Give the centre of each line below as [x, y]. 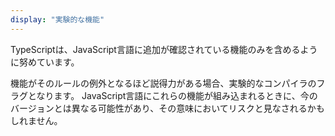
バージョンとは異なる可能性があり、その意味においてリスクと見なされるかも [167, 108]
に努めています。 [45, 62]
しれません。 [36, 120]
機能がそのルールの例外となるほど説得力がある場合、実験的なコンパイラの [163, 83]
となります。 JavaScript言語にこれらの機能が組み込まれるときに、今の [172, 95]
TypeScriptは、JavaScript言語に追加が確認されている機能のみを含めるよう [164, 49]
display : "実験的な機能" [57, 19]
